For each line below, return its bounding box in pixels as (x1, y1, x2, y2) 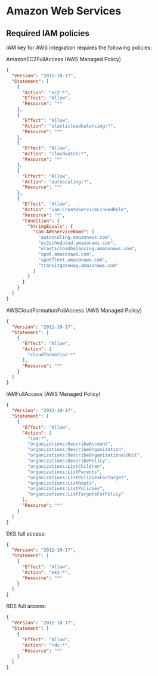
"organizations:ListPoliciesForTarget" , (27, 474, 129, 480)
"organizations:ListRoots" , (27, 480, 97, 486)
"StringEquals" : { (27, 223, 73, 229)
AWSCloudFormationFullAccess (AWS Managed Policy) (6, 307, 142, 314)
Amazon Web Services (6, 4, 122, 18)
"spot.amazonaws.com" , (38, 251, 95, 257)
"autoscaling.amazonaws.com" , (38, 235, 113, 241)
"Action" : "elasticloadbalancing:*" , (21, 123, 116, 129)
